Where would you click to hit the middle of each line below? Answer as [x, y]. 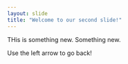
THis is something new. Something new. [64, 39]
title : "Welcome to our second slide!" [65, 20]
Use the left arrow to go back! [49, 53]
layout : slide [28, 13]
